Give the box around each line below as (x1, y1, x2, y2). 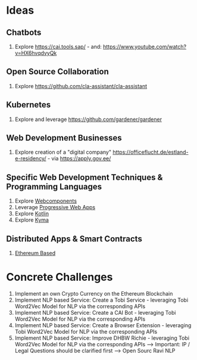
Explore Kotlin (14, 210, 49, 218)
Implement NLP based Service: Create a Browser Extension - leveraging (14, 322, 192, 328)
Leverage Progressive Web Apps (14, 204, 96, 211)
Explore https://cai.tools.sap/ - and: (14, 43, 102, 50)
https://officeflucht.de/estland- (112, 148, 189, 156)
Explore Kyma (14, 216, 49, 224)
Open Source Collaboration (6, 67, 109, 77)
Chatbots (6, 27, 42, 38)
